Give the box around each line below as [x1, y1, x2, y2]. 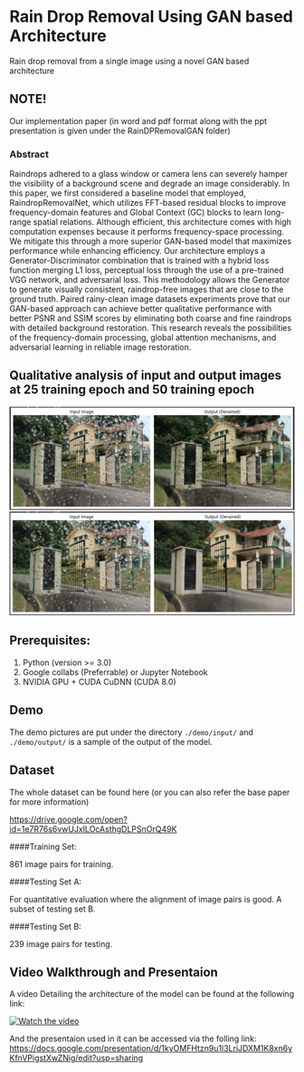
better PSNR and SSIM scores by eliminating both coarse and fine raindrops [9, 313, 292, 324]
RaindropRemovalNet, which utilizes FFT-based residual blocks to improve [9, 198, 287, 208]
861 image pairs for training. [9, 858, 114, 869]
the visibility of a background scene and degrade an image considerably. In [9, 179, 290, 189]
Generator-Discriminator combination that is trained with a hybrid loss [9, 256, 270, 266]
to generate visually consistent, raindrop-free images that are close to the [9, 284, 284, 295]
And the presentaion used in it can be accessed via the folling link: [9, 1033, 257, 1044]
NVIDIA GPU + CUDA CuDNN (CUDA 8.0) [22, 676, 176, 687]
